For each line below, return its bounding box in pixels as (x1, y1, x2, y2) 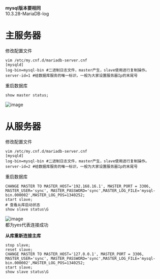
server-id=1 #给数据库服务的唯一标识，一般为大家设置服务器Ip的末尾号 (5, 73, 138, 78)
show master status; (5, 92, 49, 98)
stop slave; (5, 242, 30, 248)
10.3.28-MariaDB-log (5, 11, 49, 17)
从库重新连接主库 (5, 232, 41, 238)
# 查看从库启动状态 (5, 202, 41, 207)
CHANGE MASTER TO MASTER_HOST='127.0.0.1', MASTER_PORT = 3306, (5, 251, 144, 257)
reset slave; (5, 247, 33, 252)
